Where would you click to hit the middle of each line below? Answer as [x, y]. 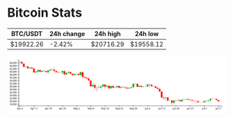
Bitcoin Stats [45, 13]
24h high [108, 34]
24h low [147, 34]
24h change [67, 34]
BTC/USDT [27, 34]
